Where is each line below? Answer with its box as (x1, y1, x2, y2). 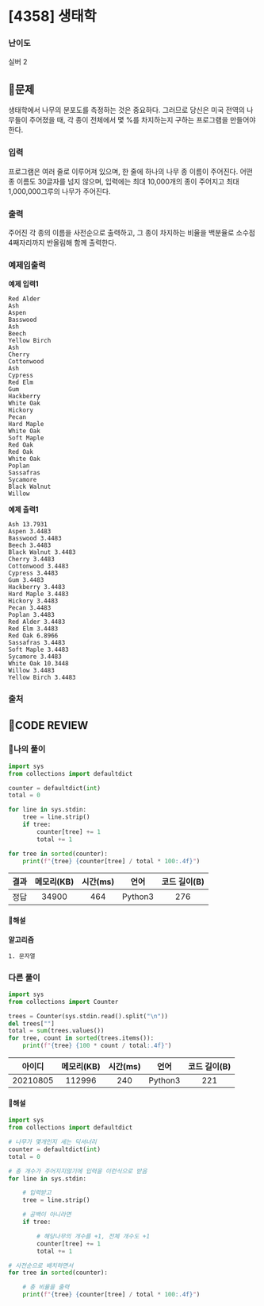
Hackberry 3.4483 (8, 583, 66, 591)
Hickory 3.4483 (8, 597, 59, 605)
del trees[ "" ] (8, 1019, 55, 1028)
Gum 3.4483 (8, 576, 44, 584)
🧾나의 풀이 (8, 744, 46, 755)
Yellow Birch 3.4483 (8, 673, 77, 682)
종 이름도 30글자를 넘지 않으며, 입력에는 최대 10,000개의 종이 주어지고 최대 (8, 176, 239, 186)
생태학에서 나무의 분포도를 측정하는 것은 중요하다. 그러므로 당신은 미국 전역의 (8, 105, 246, 115)
